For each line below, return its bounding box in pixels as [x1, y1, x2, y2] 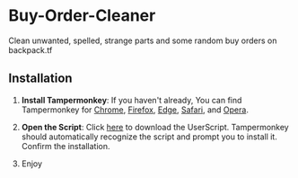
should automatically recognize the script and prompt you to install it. [21, 131, 277, 142]
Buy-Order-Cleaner [8, 5, 156, 26]
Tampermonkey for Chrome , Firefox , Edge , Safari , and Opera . [21, 104, 249, 115]
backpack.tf [8, 44, 53, 55]
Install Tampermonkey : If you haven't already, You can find [21, 94, 242, 105]
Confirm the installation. [21, 140, 110, 151]
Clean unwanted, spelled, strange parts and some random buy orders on [8, 35, 277, 46]
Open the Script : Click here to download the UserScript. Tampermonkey [21, 121, 289, 132]
